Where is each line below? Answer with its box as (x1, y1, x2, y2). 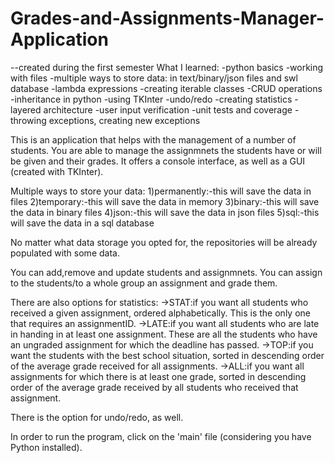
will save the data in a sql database (10, 217, 155, 229)
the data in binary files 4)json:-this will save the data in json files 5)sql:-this (10, 206, 320, 218)
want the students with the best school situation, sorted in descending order (10, 349, 325, 361)
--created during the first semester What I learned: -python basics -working (10, 61, 324, 73)
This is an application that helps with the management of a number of (10, 133, 297, 146)
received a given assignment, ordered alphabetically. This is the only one (10, 307, 311, 319)
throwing (10, 114, 47, 126)
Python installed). (10, 441, 83, 453)
